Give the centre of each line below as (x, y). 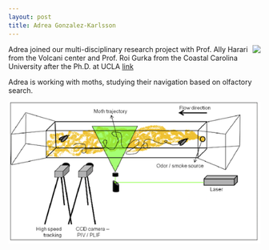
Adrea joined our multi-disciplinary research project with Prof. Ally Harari (128, 49)
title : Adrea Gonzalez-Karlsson (62, 25)
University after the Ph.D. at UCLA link (71, 66)
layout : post (30, 17)
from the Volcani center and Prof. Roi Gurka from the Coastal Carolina (123, 58)
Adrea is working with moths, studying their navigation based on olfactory (130, 82)
